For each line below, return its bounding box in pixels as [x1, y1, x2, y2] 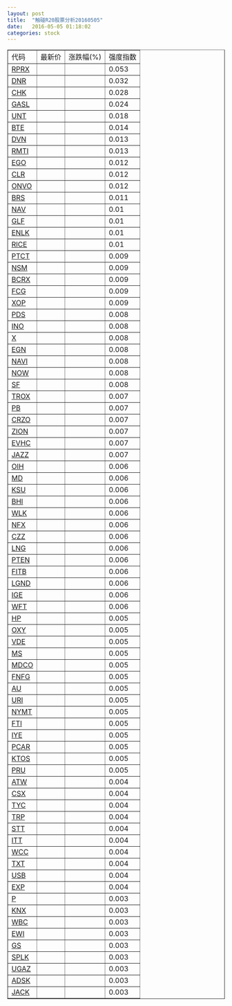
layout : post [7, 10, 45, 17]
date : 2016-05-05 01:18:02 [7, 23, 91, 30]
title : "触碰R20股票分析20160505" [7, 17, 104, 24]
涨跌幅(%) [68, 53, 102, 62]
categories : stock [7, 29, 60, 37]
